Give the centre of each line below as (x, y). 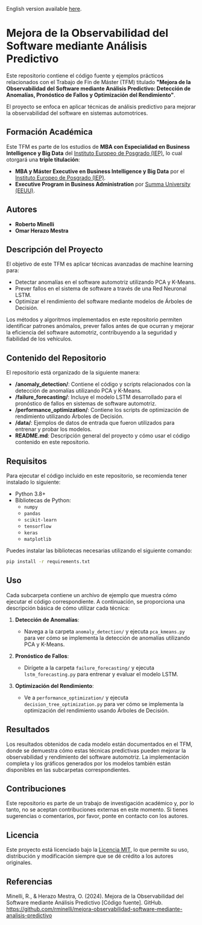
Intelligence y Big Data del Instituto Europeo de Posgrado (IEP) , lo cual (94, 153)
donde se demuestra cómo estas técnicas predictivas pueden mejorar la (96, 750)
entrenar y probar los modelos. (53, 430)
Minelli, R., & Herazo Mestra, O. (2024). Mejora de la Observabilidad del (95, 896)
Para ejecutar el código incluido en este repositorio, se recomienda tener (97, 476)
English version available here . (44, 9)
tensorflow (38, 526)
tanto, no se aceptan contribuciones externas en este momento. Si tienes (97, 809)
